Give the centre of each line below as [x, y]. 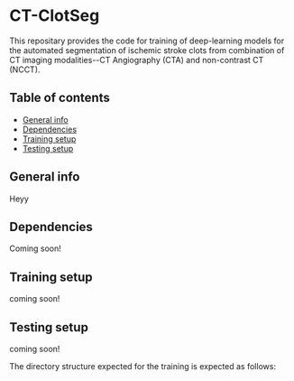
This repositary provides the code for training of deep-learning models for [147, 41]
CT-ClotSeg [55, 16]
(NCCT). [25, 70]
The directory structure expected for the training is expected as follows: [143, 366]
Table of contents [60, 98]
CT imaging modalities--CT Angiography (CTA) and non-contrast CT [137, 60]
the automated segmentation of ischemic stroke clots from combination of [147, 50]
